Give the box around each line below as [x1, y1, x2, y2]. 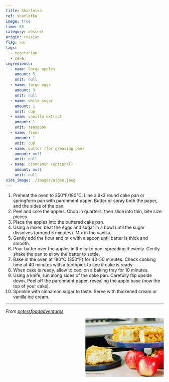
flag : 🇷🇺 [6, 40, 27, 45]
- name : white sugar [10, 98, 53, 103]
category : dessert [6, 29, 44, 35]
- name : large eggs [10, 82, 51, 87]
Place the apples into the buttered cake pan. [13, 219, 105, 225]
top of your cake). [13, 283, 50, 289]
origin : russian [6, 35, 40, 40]
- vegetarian [10, 50, 38, 55]
